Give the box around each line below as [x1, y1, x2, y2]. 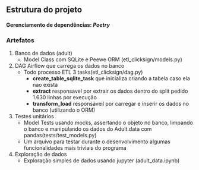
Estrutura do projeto [6, 5, 82, 15]
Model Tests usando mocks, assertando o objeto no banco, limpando [23, 119, 193, 127]
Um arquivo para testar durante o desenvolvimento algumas [23, 138, 170, 145]
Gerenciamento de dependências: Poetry [6, 21, 110, 29]
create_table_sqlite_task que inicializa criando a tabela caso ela [32, 75, 190, 82]
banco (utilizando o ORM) [32, 106, 96, 114]
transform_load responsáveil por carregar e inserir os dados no [32, 100, 189, 108]
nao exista [32, 81, 58, 89]
